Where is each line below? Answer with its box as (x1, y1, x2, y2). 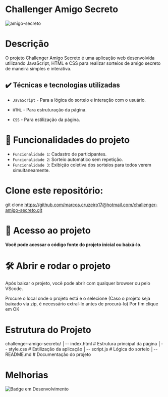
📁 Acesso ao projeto (5, 224, 91, 236)
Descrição (5, 38, 49, 50)
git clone (5, 202, 24, 208)
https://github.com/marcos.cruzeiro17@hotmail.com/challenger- (24, 202, 158, 208)
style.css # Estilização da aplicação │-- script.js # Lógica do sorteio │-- (8, 346, 158, 352)
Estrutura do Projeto (5, 324, 92, 335)
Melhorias (5, 369, 49, 381)
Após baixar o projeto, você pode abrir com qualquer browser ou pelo (5, 280, 150, 287)
